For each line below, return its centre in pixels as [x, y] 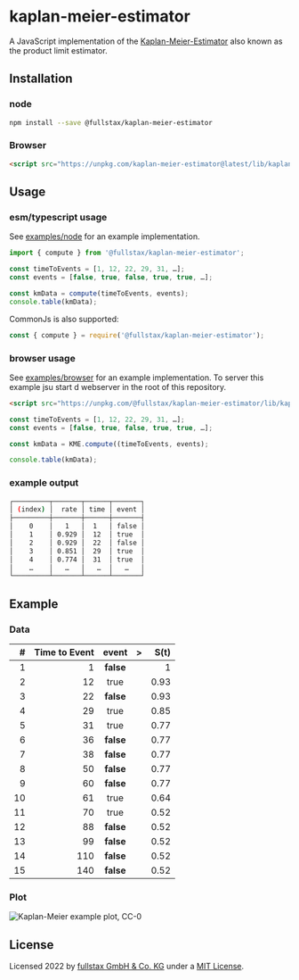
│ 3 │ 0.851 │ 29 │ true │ [77, 551]
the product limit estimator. [59, 50]
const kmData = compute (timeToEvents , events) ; [99, 293]
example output [44, 483]
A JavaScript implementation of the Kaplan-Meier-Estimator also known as [146, 41]
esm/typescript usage [58, 217]
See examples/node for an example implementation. [105, 237]
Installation [41, 79]
